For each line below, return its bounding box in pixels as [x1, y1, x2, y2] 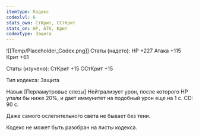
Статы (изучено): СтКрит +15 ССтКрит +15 [6, 65, 113, 72]
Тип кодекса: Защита [6, 77, 60, 84]
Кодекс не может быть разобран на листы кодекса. [6, 124, 138, 131]
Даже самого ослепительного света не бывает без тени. [6, 113, 151, 120]
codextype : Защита [6, 31, 52, 37]
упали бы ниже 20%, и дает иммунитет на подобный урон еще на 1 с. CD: [6, 95, 194, 102]
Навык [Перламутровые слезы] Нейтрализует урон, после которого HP [6, 88, 188, 95]
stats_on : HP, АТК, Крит [6, 25, 68, 32]
